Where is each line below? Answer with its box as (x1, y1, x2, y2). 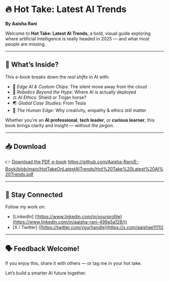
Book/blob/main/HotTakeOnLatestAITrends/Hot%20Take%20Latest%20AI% (5, 165, 163, 172)
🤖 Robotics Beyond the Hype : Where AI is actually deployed (12, 89, 136, 95)
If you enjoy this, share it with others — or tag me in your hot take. (5, 260, 142, 266)
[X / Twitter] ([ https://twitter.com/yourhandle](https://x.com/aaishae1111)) (12, 224, 164, 231)
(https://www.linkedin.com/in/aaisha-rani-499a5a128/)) (12, 219, 127, 225)
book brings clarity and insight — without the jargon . (5, 122, 114, 128)
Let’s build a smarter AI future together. (5, 270, 87, 276)
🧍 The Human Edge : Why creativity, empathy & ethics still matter (12, 107, 147, 113)
